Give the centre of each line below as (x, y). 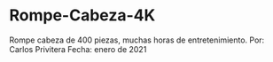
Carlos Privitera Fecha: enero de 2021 (78, 49)
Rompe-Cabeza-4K (82, 15)
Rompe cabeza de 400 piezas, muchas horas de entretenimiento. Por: (137, 40)
